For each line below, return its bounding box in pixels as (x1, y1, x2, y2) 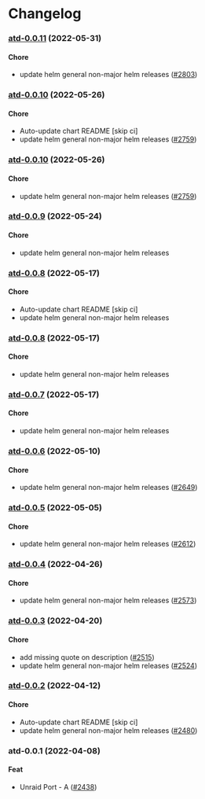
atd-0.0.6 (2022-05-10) (8, 445, 101, 456)
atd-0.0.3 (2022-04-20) (8, 615, 103, 626)
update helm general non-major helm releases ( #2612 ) (19, 539, 196, 549)
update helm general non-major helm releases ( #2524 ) (19, 661, 198, 670)
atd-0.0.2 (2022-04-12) (8, 680, 101, 691)
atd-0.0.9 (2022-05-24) (8, 211, 102, 222)
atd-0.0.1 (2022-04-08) (8, 745, 101, 756)
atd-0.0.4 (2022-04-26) (8, 559, 104, 570)
